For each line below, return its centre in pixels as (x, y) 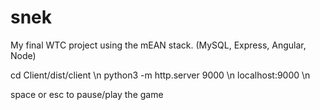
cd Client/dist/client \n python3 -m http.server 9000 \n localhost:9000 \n (160, 75)
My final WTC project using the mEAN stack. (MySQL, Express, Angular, (158, 45)
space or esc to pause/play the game (87, 94)
